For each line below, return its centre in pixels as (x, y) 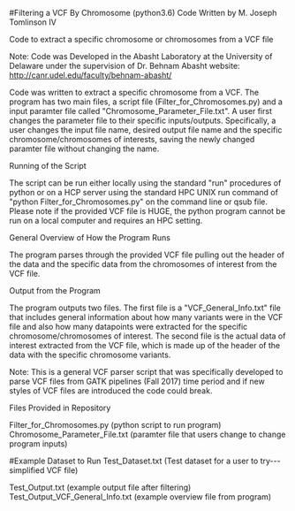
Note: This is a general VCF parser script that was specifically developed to (146, 372)
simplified (27, 470)
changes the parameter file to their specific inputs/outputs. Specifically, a (143, 120)
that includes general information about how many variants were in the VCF (146, 317)
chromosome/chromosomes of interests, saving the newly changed (132, 139)
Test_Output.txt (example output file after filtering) (100, 487)
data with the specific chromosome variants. (90, 355)
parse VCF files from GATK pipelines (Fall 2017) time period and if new (137, 381)
